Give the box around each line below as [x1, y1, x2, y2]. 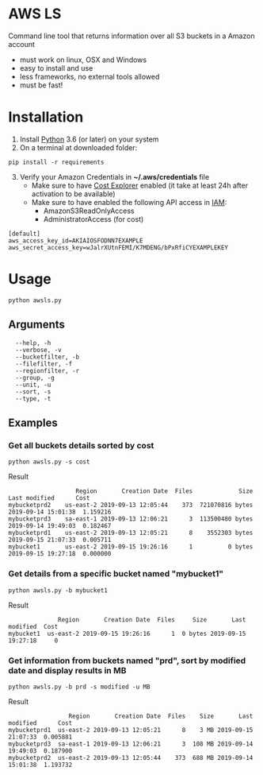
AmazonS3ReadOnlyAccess [43, 206, 135, 215]
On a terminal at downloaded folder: [19, 142, 138, 152]
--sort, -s [15, 387, 51, 396]
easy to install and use [19, 63, 93, 72]
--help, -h [15, 339, 51, 347]
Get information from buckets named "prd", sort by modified [8, 655, 246, 666]
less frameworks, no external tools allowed [19, 72, 160, 81]
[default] [8, 230, 41, 238]
